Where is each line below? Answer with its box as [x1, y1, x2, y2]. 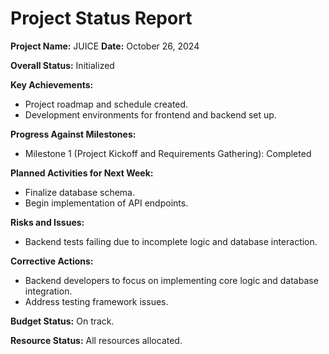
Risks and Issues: [10, 216, 85, 228]
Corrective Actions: [10, 255, 94, 267]
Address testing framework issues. [24, 295, 169, 307]
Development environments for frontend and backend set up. [24, 108, 277, 121]
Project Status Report [10, 7, 193, 30]
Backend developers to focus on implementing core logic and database [24, 274, 319, 286]
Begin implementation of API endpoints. [24, 197, 189, 209]
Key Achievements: [10, 78, 94, 91]
